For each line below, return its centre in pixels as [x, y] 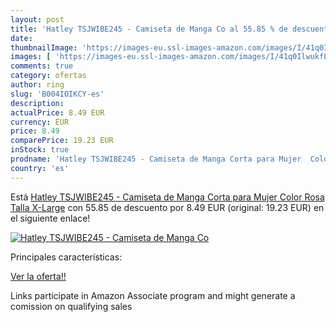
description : [37, 103]
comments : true [42, 66]
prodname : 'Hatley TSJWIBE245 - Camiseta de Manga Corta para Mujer [156, 159]
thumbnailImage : [44, 47]
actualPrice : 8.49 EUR [57, 112]
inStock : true [40, 150]
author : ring [37, 85]
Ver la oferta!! [38, 276]
